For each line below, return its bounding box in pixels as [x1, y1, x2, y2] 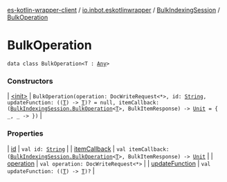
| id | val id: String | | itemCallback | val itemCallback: [7, 145, 170, 153]
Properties [7, 129, 44, 138]
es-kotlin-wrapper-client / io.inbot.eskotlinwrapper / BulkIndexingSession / [7, 6, 220, 14]
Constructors [7, 76, 53, 86]
